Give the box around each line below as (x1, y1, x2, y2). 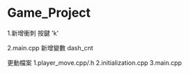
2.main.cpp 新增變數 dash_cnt (7, 43, 93, 52)
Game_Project (7, 5, 91, 21)
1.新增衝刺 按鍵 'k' (7, 29, 59, 37)
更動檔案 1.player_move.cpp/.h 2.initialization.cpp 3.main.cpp (7, 58, 183, 67)
